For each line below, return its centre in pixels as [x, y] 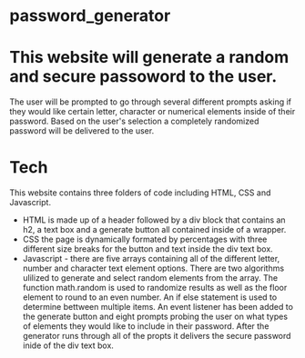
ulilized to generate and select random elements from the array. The [150, 278]
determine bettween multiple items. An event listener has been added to [158, 307]
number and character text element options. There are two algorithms [153, 268]
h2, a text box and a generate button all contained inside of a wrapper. [154, 230]
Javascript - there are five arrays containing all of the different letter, [151, 259]
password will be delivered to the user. [82, 131]
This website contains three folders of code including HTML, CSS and [140, 193]
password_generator [90, 16]
